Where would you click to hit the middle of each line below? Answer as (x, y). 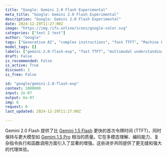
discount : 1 (17, 70)
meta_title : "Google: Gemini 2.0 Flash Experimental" (62, 14)
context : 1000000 (23, 88)
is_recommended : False (29, 61)
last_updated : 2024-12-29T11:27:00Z (43, 112)
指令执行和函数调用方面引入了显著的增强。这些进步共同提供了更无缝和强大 (85, 143)
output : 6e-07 (20, 98)
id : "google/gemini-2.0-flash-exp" (42, 84)
